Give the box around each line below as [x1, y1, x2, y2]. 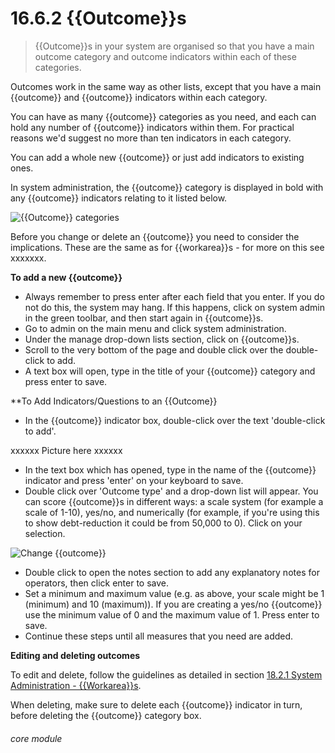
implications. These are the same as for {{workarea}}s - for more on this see [10, 241, 325, 253]
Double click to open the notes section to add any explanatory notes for [24, 566, 320, 578]
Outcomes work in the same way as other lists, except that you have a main [10, 80, 322, 92]
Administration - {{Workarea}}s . [10, 679, 142, 691]
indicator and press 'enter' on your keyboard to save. [24, 474, 244, 486]
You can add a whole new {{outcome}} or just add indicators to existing [10, 151, 305, 163]
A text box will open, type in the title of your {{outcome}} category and [24, 365, 316, 377]
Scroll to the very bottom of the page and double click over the [24, 343, 284, 356]
